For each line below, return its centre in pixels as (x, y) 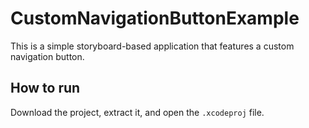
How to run (45, 88)
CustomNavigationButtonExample (155, 18)
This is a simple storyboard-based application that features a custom (152, 46)
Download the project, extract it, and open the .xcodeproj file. (137, 112)
